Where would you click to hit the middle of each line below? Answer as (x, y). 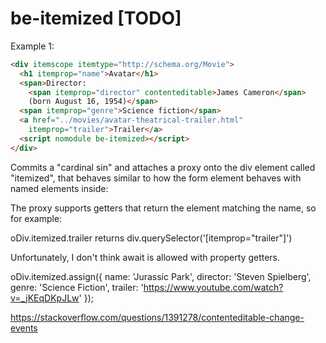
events (24, 328)
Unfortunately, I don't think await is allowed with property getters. (145, 257)
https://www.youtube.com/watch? (213, 287)
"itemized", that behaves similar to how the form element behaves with (156, 178)
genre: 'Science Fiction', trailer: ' (77, 287)
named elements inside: (59, 188)
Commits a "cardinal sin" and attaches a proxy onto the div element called (163, 167)
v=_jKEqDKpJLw (45, 298)
